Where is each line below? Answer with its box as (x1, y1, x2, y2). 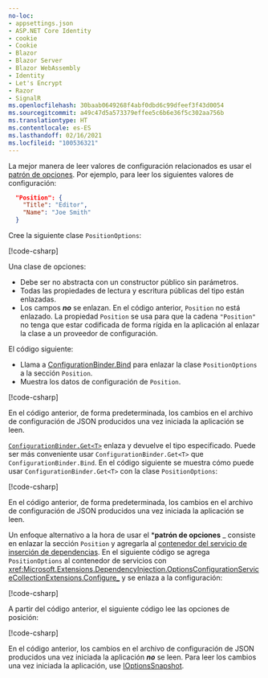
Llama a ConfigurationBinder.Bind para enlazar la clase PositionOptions (19, 360, 258, 369)
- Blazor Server (8, 57, 63, 65)
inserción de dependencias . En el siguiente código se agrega (8, 548, 210, 557)
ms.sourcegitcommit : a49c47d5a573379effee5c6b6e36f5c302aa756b (8, 109, 225, 117)
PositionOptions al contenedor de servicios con (8, 556, 167, 565)
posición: (8, 613, 39, 622)
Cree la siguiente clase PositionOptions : (8, 231, 142, 240)
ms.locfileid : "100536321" (8, 138, 99, 147)
